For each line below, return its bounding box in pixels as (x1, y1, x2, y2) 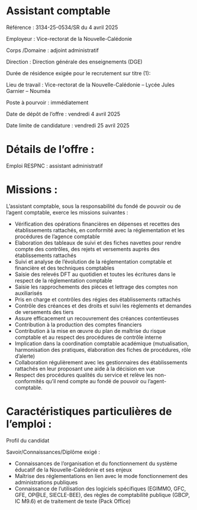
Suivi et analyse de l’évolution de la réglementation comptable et (14, 258, 172, 265)
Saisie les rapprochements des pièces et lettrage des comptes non (14, 283, 178, 290)
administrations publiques (14, 479, 78, 486)
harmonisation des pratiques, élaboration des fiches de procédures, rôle (14, 346, 191, 353)
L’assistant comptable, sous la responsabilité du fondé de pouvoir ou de (6, 203, 182, 210)
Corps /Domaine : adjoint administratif (6, 46, 99, 54)
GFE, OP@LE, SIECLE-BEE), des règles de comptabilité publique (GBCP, (14, 491, 190, 498)
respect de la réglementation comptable (14, 277, 112, 284)
